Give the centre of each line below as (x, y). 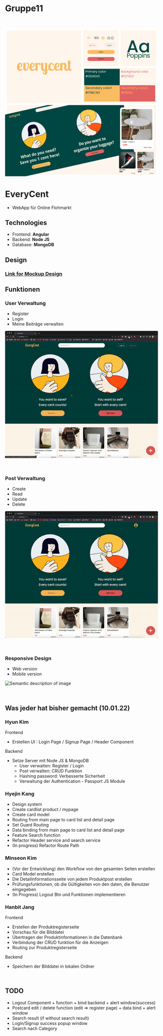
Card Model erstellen (33, 874)
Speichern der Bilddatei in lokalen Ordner (53, 966)
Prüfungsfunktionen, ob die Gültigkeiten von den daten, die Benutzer (81, 884)
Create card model (31, 814)
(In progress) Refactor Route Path (46, 845)
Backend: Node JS (31, 239)
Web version (25, 669)
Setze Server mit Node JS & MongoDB (50, 761)
